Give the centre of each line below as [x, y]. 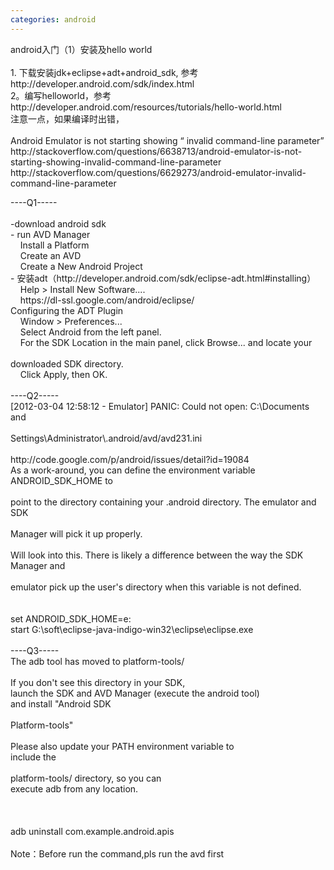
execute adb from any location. [74, 788]
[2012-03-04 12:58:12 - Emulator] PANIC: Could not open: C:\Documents [160, 406]
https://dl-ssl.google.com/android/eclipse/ [107, 300]
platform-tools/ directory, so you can [86, 778]
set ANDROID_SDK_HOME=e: [71, 618]
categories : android [53, 19]
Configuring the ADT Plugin [67, 310]
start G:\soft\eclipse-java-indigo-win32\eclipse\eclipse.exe [132, 629]
